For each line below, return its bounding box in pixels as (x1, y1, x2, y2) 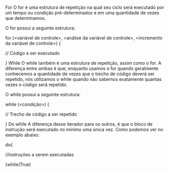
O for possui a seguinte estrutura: (5, 25, 76, 31)
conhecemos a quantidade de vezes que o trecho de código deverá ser (5, 71, 155, 77)
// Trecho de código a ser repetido (5, 111, 77, 117)
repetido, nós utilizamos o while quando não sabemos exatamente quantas (5, 76, 162, 82)
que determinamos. (5, 15, 46, 21)
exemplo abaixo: (5, 132, 40, 138)
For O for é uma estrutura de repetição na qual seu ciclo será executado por (5, 5, 164, 10)
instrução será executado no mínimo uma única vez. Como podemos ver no (5, 127, 163, 132)
